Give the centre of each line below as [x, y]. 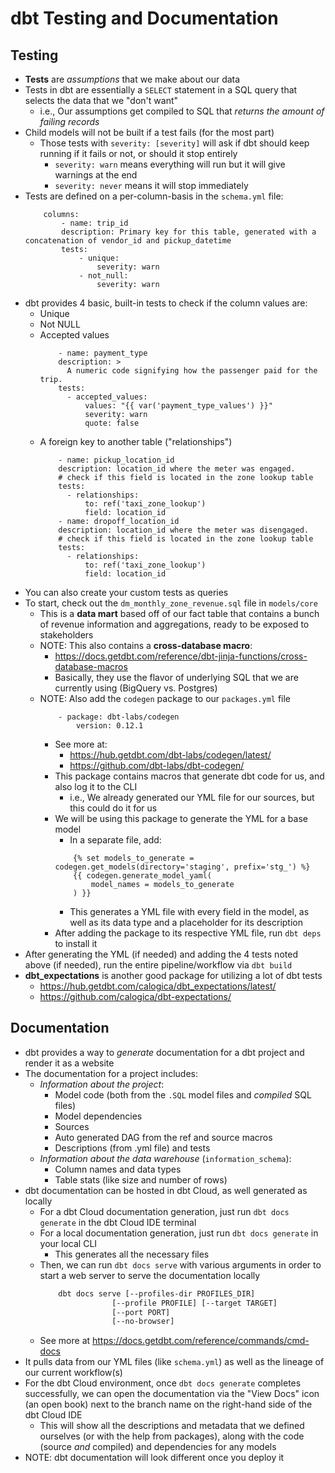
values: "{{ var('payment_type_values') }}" [178, 406]
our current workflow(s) [73, 1373]
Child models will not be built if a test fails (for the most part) [149, 132]
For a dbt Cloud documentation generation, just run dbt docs [164, 1211]
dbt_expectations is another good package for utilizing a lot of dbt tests [173, 975]
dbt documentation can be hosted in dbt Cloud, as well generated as [166, 1190]
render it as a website [69, 1063]
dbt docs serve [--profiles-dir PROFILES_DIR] [157, 1293]
